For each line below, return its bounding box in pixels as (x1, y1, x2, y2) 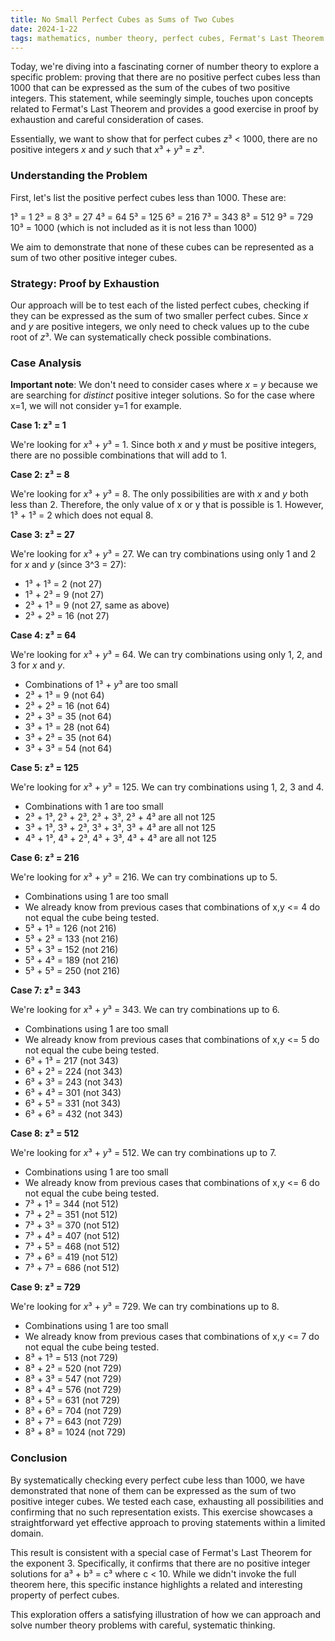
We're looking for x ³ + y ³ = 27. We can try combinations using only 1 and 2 (10, 548, 317, 560)
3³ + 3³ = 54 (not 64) (24, 742, 113, 755)
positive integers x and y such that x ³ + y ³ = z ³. (10, 144, 205, 156)
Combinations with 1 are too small (24, 801, 164, 813)
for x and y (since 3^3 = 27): (10, 559, 127, 571)
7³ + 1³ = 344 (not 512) (24, 1198, 119, 1210)
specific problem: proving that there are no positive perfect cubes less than (10, 71, 321, 83)
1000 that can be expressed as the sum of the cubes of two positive (10, 82, 291, 94)
